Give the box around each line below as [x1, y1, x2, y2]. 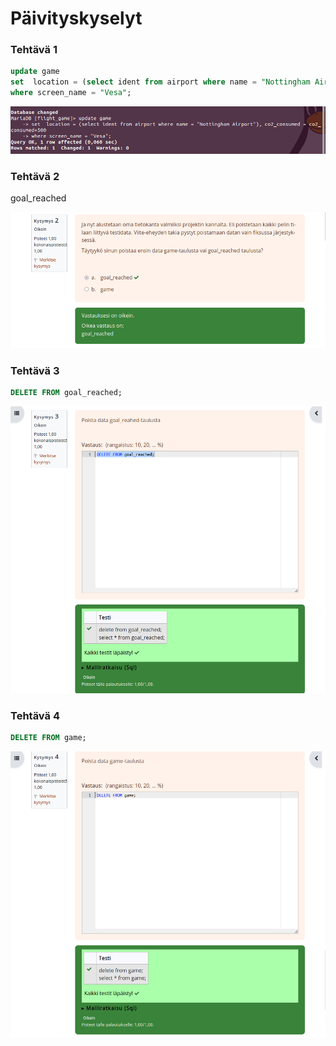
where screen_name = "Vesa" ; [10, 88, 132, 98]
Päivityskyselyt [10, 7, 143, 30]
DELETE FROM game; [10, 733, 87, 743]
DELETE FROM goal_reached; [10, 388, 123, 398]
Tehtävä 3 [10, 363, 60, 377]
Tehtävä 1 [10, 43, 58, 57]
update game [10, 67, 60, 77]
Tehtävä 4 [10, 708, 60, 722]
